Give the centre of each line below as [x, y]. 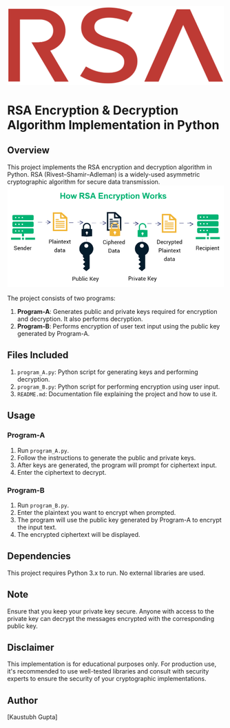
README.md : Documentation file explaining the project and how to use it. [117, 394]
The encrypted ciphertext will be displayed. [79, 534]
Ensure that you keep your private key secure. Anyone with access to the [111, 611]
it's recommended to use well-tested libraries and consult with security [108, 671]
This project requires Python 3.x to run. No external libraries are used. [106, 573]
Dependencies [39, 557]
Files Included [38, 355]
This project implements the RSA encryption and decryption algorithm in [109, 167]
